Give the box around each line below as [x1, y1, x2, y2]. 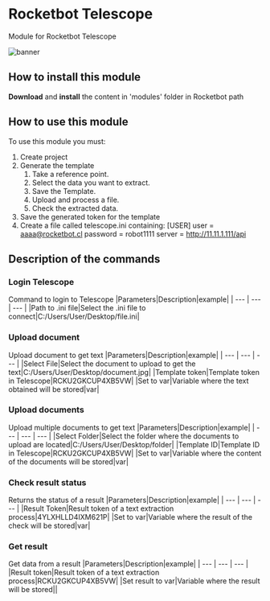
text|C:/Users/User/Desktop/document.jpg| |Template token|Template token [8, 367, 260, 377]
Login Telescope [8, 276, 75, 287]
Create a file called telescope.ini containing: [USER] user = [19, 220, 215, 230]
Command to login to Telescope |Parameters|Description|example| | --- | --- [8, 294, 261, 304]
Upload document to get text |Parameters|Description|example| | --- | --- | [8, 350, 256, 360]
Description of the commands [8, 252, 161, 266]
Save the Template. [31, 186, 96, 196]
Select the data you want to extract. [31, 178, 150, 187]
